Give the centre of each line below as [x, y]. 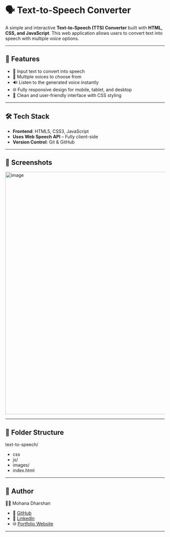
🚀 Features [23, 59]
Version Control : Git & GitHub [44, 142]
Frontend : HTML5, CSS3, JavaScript [51, 131]
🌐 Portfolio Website [33, 524]
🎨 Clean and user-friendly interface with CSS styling [67, 95]
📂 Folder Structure [35, 432]
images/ [21, 465]
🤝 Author [19, 491]
